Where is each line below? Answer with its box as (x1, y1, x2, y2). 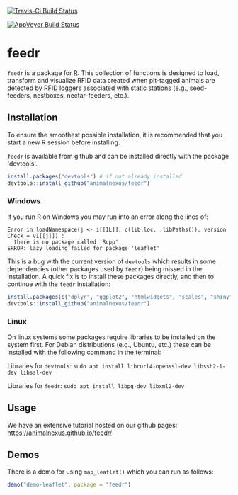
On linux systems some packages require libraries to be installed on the (7, 333, 216, 341)
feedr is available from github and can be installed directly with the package (7, 152, 229, 160)
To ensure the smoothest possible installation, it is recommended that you (7, 130, 223, 139)
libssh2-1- (193, 363, 226, 370)
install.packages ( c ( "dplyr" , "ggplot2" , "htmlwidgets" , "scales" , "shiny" (7, 293, 233, 300)
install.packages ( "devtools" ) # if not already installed (7, 173, 182, 180)
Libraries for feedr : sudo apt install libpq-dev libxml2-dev (7, 381, 185, 389)
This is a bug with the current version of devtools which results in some (7, 257, 216, 266)
